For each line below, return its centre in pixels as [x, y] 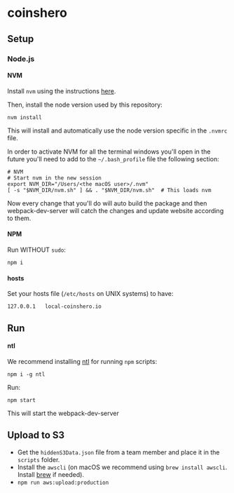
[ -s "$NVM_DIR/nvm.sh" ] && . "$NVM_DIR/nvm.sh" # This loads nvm [109, 190]
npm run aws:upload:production [63, 482]
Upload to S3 [36, 435]
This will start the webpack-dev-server [63, 413]
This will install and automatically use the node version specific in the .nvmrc [117, 130]
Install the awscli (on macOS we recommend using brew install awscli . [122, 467]
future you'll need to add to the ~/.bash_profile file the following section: [113, 158]
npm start [22, 400]
